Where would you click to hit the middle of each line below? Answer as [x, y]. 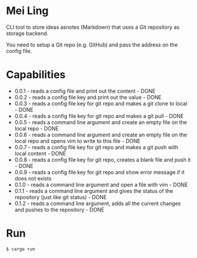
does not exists [33, 178]
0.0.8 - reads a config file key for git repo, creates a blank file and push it [103, 159]
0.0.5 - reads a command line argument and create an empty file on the [101, 122]
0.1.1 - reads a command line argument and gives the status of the [94, 191]
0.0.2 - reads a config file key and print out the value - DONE [88, 97]
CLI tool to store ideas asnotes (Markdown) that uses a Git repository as [93, 27]
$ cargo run [21, 249]
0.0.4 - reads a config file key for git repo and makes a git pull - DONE [99, 116]
